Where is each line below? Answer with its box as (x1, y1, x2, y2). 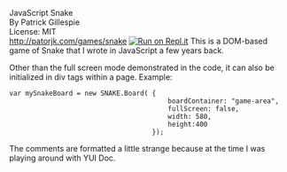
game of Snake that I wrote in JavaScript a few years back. (9, 45, 224, 56)
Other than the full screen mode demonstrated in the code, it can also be (9, 62, 275, 73)
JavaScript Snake (9, 8, 74, 18)
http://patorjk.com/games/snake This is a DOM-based (9, 35, 268, 46)
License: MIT (9, 27, 57, 36)
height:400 (167, 120, 208, 129)
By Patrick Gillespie (9, 17, 81, 27)
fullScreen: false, (167, 105, 240, 113)
